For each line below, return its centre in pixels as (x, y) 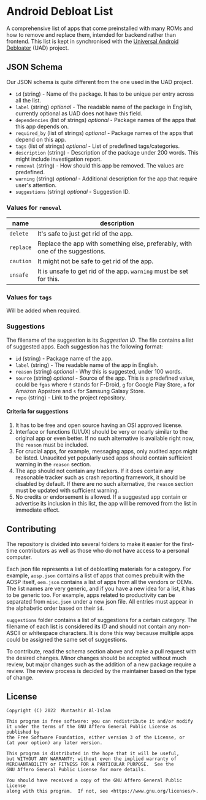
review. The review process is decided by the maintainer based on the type (101, 671)
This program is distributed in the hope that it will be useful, (93, 754)
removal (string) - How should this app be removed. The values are (99, 165)
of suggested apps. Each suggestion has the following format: (85, 346)
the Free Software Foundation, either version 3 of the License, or (96, 737)
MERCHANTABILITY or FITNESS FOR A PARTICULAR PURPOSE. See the (90, 764)
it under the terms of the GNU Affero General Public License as (91, 727)
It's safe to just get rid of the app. (85, 234)
